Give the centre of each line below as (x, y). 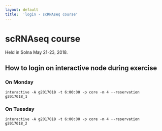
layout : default (22, 10)
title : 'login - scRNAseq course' (42, 14)
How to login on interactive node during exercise (81, 68)
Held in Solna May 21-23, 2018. (36, 52)
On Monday (19, 82)
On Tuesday (20, 109)
